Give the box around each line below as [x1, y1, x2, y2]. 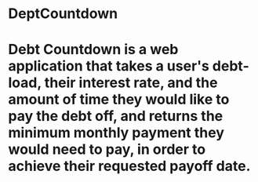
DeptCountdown [8, 5, 118, 23]
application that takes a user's [8, 57, 209, 75]
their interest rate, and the [44, 74, 218, 92]
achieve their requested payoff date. [8, 158, 251, 175]
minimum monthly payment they [8, 124, 225, 142]
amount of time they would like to [8, 91, 230, 108]
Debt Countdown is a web [8, 41, 179, 59]
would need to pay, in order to [8, 140, 206, 158]
